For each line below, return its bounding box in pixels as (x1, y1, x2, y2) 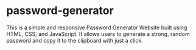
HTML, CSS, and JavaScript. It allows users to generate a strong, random (6, 30, 190, 37)
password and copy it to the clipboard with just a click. (6, 37, 143, 44)
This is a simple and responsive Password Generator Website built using (6, 24, 187, 31)
